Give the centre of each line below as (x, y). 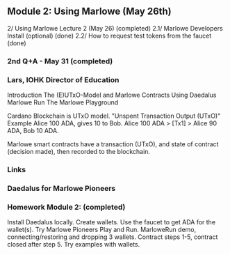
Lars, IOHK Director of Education (63, 79)
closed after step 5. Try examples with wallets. (74, 245)
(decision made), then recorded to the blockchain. (79, 152)
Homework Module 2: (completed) (66, 207)
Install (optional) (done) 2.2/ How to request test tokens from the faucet (109, 36)
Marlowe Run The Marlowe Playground (63, 102)
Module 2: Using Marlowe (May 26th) (89, 11)
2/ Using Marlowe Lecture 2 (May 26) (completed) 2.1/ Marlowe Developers (115, 28)
